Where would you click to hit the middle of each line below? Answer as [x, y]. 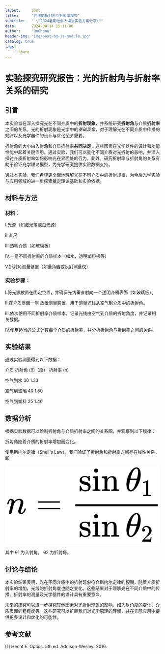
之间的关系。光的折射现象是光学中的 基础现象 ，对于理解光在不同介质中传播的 [82, 129]
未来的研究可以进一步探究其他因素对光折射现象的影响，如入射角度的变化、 [80, 605]
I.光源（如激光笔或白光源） [32, 225]
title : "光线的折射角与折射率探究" [42, 16]
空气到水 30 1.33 [22, 380]
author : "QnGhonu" [28, 31]
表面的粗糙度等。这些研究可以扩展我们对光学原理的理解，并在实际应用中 [82, 611]
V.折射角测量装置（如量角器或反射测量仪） [48, 267]
